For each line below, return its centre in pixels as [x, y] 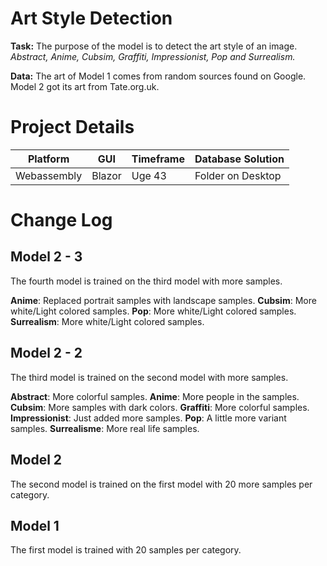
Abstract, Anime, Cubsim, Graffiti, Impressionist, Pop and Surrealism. [153, 56]
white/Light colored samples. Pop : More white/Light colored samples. [153, 311]
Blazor [106, 175]
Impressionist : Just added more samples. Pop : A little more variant [148, 418]
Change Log [61, 220]
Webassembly [49, 175]
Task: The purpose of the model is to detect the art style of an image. [154, 46]
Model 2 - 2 [46, 353]
